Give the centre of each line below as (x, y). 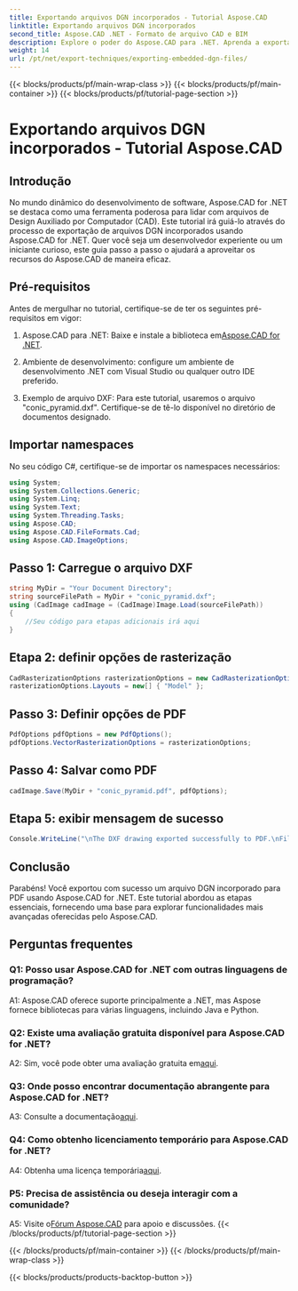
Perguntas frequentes (71, 945)
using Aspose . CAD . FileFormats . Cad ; (75, 532)
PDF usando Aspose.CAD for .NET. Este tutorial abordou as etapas (131, 898)
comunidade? (39, 1204)
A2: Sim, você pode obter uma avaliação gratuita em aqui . (114, 1062)
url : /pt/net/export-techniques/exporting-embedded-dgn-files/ (129, 59)
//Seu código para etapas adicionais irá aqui (113, 621)
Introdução (40, 181)
